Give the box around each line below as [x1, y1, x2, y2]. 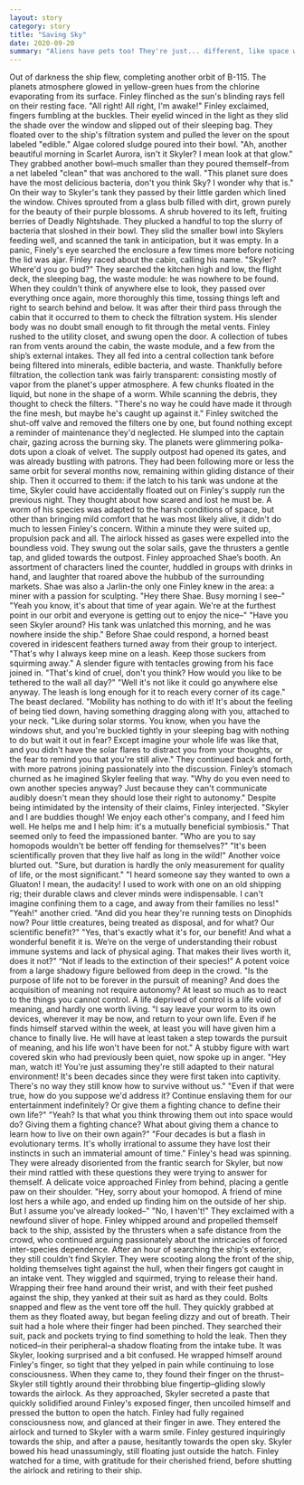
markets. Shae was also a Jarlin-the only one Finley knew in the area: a [9, 581, 274, 592]
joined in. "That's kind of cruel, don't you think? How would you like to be [9, 667, 282, 678]
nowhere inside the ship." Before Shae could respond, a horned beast [9, 629, 269, 640]
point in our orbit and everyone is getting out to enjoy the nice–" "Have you [9, 610, 289, 620]
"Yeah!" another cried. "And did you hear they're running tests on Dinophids [9, 908, 292, 919]
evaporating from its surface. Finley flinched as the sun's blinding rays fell [9, 91, 285, 102]
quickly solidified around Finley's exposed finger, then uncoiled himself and [9, 1398, 291, 1409]
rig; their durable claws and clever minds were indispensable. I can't [9, 888, 264, 900]
